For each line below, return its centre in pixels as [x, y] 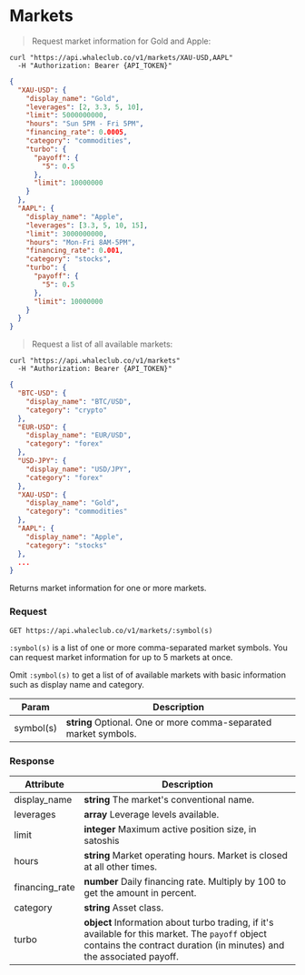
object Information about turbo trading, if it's [179, 922]
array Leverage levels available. [152, 814]
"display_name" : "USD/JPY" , [79, 469]
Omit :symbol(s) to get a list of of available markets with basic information [148, 675]
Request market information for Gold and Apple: [121, 41]
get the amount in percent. [140, 892]
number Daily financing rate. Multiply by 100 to [185, 881]
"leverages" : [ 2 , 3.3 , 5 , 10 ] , [85, 107]
